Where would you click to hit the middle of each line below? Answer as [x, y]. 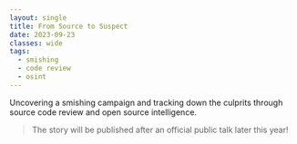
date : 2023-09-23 [42, 34]
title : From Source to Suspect [69, 26]
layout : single [38, 18]
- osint [32, 77]
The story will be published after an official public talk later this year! [160, 130]
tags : [20, 52]
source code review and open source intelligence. [103, 112]
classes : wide [36, 43]
